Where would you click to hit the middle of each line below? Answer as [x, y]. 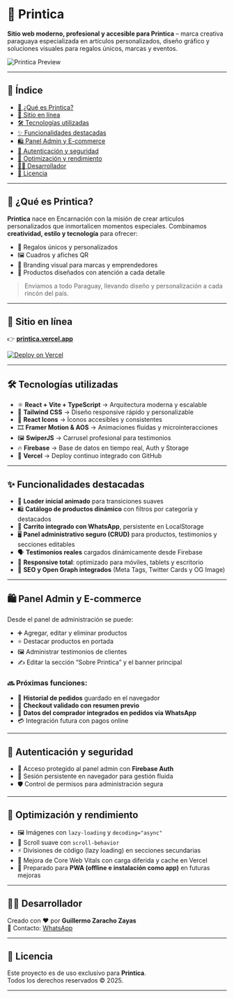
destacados [34, 519]
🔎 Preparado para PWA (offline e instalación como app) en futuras [114, 867]
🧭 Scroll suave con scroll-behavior [68, 842]
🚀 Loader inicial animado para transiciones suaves [90, 501]
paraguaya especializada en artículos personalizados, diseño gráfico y [109, 41]
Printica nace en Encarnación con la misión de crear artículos [96, 219]
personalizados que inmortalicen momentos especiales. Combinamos [107, 226]
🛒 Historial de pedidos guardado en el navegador [88, 698]
